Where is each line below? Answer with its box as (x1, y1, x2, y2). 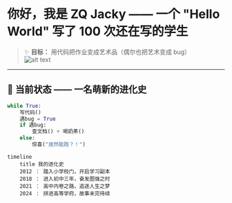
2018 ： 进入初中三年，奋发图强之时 (19, 175, 110, 182)
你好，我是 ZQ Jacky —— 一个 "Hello (7, 6, 220, 22)
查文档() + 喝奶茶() (32, 128, 85, 135)
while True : (7, 102, 41, 109)
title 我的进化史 (19, 160, 64, 168)
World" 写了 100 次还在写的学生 (7, 23, 188, 39)
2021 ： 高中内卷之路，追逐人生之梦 (19, 182, 110, 190)
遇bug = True (19, 115, 57, 122)
